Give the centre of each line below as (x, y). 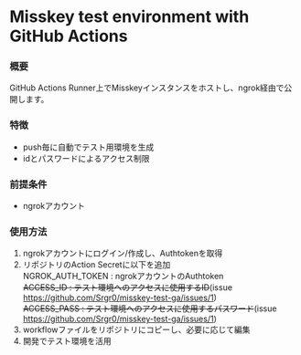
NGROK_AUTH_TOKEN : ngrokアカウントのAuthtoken (123, 277)
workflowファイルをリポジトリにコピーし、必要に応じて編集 (136, 329)
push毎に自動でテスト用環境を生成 (88, 147)
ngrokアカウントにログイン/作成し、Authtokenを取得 (123, 254)
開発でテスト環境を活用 (67, 341)
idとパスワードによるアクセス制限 (86, 158)
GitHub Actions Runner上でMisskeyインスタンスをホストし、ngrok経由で (147, 88)
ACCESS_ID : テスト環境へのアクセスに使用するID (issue (128, 287)
